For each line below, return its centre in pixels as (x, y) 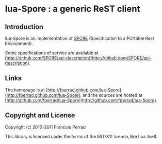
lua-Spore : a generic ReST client (73, 9)
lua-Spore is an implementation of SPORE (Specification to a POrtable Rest (80, 38)
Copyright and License (40, 115)
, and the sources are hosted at (111, 95)
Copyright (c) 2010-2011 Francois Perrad (45, 127)
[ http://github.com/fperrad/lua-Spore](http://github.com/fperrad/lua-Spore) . (81, 100)
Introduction (24, 27)
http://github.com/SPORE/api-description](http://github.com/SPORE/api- (79, 58)
